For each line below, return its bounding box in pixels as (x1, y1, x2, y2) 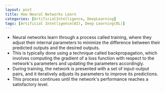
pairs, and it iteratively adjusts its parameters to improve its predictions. (12, 71, 159, 77)
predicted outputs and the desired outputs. (12, 45, 100, 51)
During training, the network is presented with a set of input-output (12, 66, 150, 72)
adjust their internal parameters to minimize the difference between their (12, 40, 161, 46)
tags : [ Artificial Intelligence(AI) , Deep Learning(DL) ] (5, 21, 125, 26)
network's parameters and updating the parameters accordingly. (12, 61, 145, 66)
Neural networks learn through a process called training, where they (12, 34, 152, 40)
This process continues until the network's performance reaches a (12, 76, 149, 82)
